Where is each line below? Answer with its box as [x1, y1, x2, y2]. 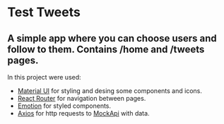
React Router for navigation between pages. [17, 94, 146, 102]
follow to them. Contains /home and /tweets [7, 43, 205, 55]
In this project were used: [7, 73, 81, 81]
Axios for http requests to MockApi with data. [17, 109, 150, 117]
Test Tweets [7, 4, 81, 20]
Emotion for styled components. [17, 101, 112, 110]
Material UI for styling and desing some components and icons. [17, 87, 203, 95]
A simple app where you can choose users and [7, 32, 217, 44]
